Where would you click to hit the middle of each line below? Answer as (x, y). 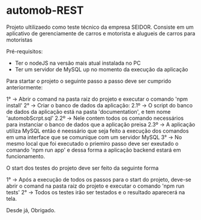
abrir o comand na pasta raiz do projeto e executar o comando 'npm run (95, 186)
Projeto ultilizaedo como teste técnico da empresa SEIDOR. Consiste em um (100, 27)
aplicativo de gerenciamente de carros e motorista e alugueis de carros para (101, 33)
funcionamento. (26, 156)
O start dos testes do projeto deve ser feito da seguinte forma (82, 168)
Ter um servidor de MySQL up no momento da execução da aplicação (101, 69)
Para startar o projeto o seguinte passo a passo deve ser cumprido (89, 81)
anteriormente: (25, 87)
